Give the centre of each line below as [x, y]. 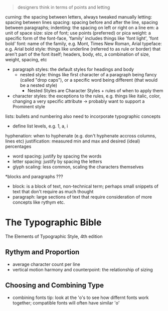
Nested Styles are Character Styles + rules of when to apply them [95, 91]
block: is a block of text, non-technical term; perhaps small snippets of [86, 186]
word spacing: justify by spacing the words [57, 156]
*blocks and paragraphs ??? [34, 177]
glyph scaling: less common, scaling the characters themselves [78, 167]
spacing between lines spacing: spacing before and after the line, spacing [81, 22]
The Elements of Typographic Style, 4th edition [54, 236]
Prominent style [29, 107]
